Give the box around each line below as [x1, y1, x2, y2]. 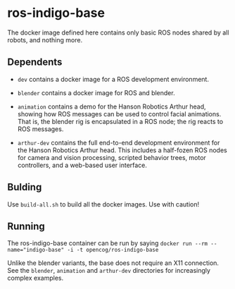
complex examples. [7, 273, 64, 283]
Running [7, 220, 46, 232]
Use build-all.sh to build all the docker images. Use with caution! [7, 199, 200, 209]
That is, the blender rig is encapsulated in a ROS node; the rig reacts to [17, 117, 224, 125]
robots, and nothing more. [7, 35, 83, 44]
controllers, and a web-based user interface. [17, 161, 148, 169]
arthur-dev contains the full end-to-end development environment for [17, 138, 220, 147]
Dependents [7, 56, 63, 68]
